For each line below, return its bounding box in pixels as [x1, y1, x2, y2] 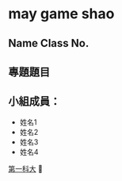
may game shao [8, 5, 115, 23]
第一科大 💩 [8, 164, 44, 173]
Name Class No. [8, 37, 90, 50]
